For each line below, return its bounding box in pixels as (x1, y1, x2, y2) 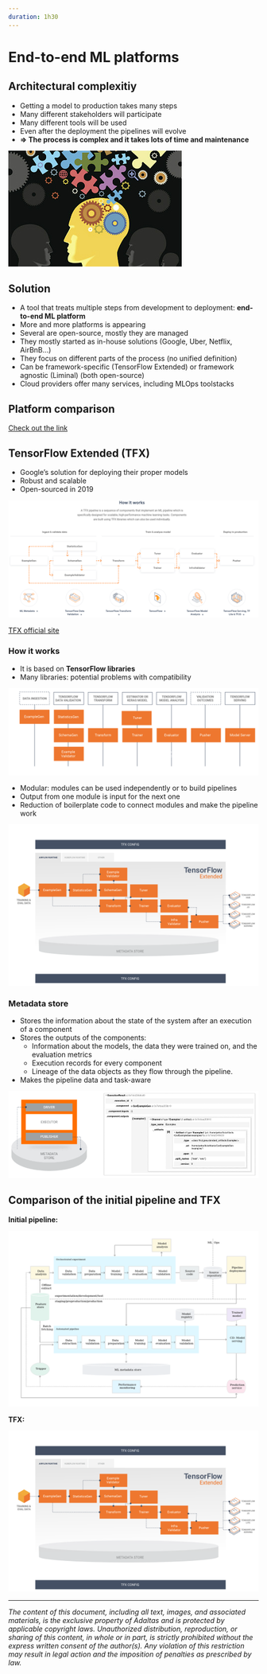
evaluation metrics (31, 1049, 93, 1059)
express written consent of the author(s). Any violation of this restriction (8, 1641, 245, 1650)
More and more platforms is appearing (19, 320, 146, 329)
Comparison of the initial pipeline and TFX (8, 1193, 221, 1207)
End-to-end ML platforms (8, 48, 180, 66)
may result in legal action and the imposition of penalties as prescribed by (8, 1649, 252, 1659)
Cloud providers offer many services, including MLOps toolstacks (19, 379, 234, 389)
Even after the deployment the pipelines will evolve (19, 126, 187, 135)
